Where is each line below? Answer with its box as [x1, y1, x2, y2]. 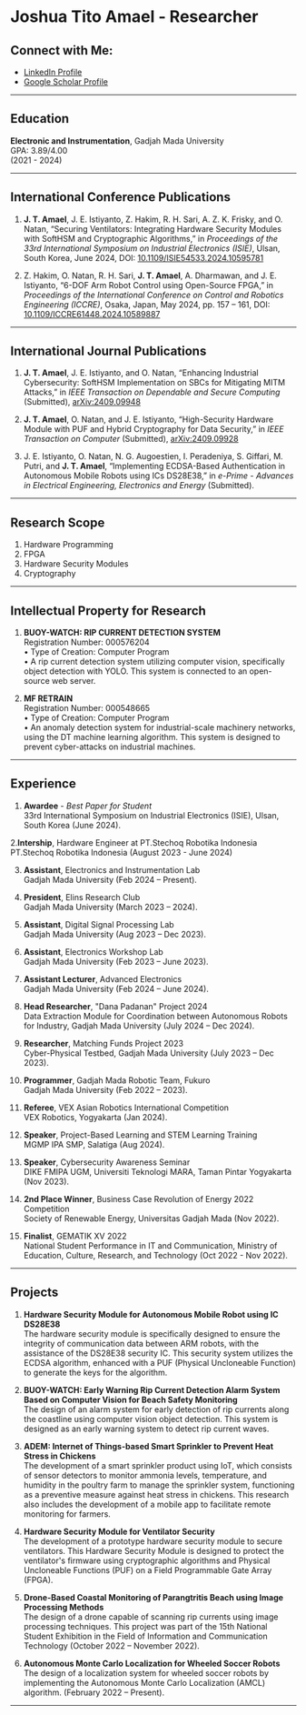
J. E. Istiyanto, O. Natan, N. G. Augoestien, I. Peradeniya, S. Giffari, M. [23, 451, 284, 462]
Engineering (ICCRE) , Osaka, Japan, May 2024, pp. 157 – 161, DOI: [23, 298, 271, 310]
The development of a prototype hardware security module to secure [23, 1535, 282, 1547]
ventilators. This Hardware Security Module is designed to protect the [23, 1545, 284, 1556]
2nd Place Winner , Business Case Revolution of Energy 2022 [23, 1193, 254, 1204]
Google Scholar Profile [23, 76, 108, 87]
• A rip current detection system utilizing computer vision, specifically [23, 657, 285, 667]
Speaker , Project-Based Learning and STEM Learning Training [23, 1129, 258, 1140]
